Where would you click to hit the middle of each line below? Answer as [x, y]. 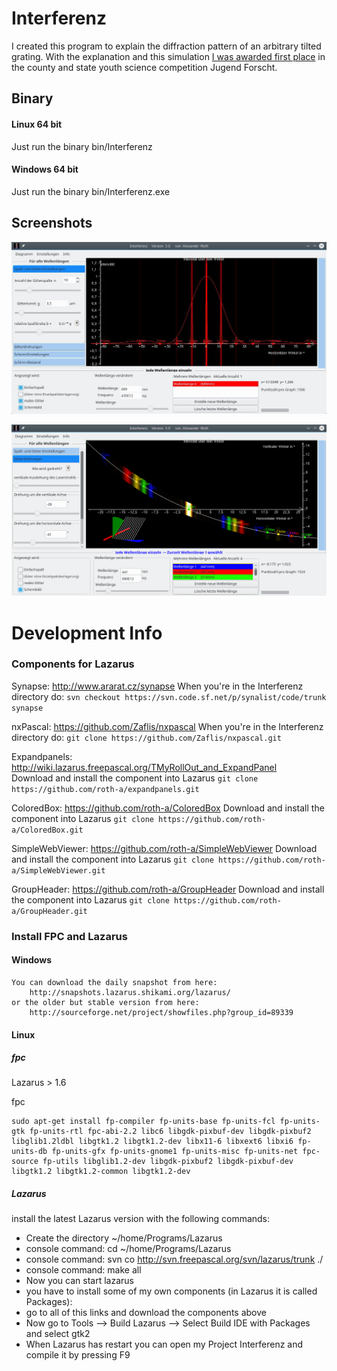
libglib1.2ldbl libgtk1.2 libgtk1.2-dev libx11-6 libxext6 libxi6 [152, 1142]
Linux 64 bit [37, 124]
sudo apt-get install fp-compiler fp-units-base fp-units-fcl [143, 1122]
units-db [29, 1152]
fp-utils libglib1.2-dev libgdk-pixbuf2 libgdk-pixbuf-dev [168, 1162]
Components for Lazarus [73, 664]
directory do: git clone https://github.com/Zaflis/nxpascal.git [146, 737]
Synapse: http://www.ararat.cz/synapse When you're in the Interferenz [157, 686]
